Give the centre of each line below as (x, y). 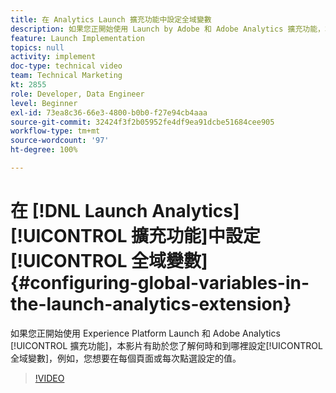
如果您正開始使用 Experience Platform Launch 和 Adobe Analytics (145, 333)
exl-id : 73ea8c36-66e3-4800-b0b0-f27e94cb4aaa (109, 112)
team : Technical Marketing (66, 76)
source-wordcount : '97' (60, 141)
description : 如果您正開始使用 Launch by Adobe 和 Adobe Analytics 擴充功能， (167, 29)
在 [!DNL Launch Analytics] (125, 211)
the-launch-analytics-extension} (151, 304)
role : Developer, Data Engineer (77, 94)
